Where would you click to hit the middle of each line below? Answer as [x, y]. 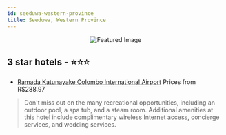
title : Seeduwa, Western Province [57, 20]
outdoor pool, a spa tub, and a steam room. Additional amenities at [119, 110]
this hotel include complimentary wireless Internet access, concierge [122, 117]
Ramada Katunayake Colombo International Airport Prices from [106, 82]
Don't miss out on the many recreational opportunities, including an [120, 103]
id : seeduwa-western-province [51, 13]
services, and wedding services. [70, 125]
